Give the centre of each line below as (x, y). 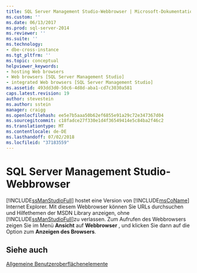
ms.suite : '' (22, 39)
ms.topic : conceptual (33, 60)
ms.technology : (25, 45)
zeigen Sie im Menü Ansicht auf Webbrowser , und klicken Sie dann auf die (98, 225)
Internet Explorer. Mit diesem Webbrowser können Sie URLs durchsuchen (95, 207)
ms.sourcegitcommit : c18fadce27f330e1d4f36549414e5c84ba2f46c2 (85, 121)
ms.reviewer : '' (26, 33)
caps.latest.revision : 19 (38, 93)
